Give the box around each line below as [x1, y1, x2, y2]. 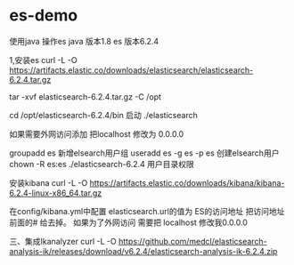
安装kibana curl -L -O [9, 177, 88, 188]
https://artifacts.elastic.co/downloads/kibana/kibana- [89, 177, 285, 188]
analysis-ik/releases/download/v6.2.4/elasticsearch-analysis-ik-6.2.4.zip [9, 245, 278, 256]
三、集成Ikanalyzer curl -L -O [9, 236, 118, 246]
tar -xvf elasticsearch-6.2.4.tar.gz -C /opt [9, 91, 162, 102]
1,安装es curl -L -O [9, 54, 78, 65]
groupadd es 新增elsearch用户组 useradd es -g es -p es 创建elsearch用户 [9, 148, 280, 158]
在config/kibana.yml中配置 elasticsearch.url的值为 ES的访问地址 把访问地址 [9, 205, 285, 216]
